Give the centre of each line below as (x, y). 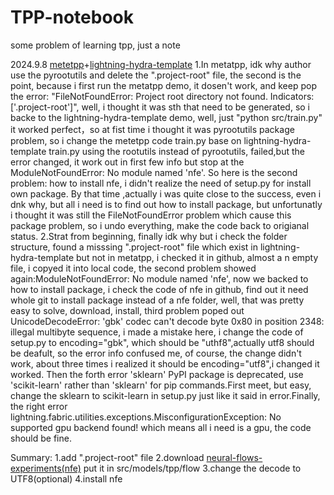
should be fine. (41, 438)
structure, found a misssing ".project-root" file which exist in (134, 247)
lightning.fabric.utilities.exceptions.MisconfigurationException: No (146, 417)
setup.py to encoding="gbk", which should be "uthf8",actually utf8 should (162, 342)
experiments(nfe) (46, 468)
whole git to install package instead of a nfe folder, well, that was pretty (157, 300)
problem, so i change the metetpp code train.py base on (126, 140)
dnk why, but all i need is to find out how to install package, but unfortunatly (166, 204)
